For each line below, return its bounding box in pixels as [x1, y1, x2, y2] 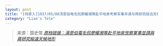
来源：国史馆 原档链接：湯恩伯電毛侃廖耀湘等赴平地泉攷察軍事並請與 [16, 30, 154, 36]
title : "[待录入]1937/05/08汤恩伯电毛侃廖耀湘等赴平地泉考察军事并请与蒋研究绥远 [5, 12, 154, 16]
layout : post [5, 7, 32, 12]
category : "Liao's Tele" [5, 16, 55, 21]
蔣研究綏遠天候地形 [16, 36, 56, 42]
